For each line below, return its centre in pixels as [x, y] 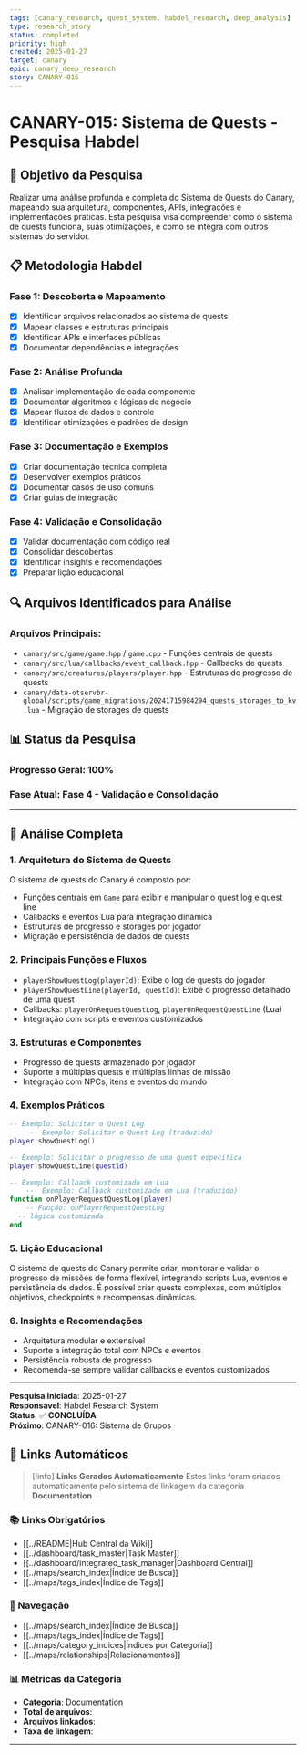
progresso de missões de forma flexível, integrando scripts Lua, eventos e [148, 1278]
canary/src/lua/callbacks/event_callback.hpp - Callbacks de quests [153, 663]
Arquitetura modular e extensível [84, 1341]
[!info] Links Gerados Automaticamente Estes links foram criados [156, 1477]
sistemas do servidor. [50, 236]
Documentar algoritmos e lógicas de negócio [107, 402]
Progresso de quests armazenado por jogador [109, 1062]
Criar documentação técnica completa [95, 466]
